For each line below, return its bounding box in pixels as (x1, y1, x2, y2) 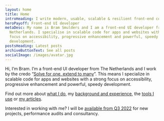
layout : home (5, 7, 32, 12)
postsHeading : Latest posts (5, 43, 62, 48)
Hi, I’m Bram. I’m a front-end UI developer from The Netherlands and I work (5, 66, 157, 72)
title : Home (5, 12, 29, 17)
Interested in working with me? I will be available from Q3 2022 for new (5, 105, 148, 111)
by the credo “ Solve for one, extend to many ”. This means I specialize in (5, 71, 150, 77)
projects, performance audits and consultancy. (5, 111, 99, 117)
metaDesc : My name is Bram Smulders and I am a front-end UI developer (5, 25, 154, 30)
